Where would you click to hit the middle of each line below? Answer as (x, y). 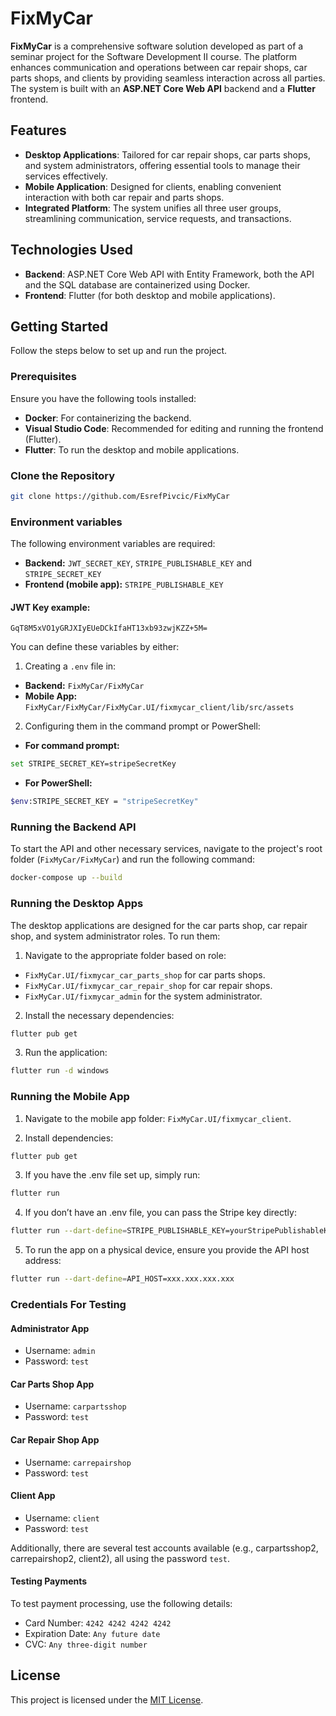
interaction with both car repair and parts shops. (124, 197)
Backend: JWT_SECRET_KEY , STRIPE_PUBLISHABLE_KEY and (138, 563)
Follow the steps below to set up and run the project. (119, 351)
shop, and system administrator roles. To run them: (115, 936)
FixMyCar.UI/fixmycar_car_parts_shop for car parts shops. (145, 974)
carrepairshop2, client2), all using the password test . (120, 1558)
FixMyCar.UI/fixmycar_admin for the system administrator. (143, 996)
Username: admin (60, 1351)
